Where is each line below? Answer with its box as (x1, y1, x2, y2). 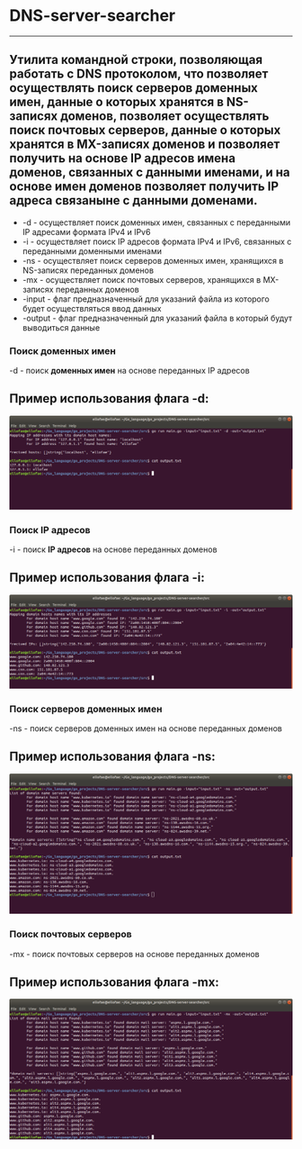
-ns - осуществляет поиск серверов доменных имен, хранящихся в (22, 255, 284, 266)
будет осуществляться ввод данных (22, 303, 162, 313)
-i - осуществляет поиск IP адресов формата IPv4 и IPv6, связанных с (22, 236, 292, 247)
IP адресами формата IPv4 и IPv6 (22, 226, 151, 237)
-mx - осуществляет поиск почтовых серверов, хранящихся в (22, 274, 262, 285)
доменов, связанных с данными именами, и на (9, 165, 290, 180)
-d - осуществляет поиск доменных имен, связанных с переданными (22, 217, 290, 228)
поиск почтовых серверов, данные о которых (9, 122, 281, 138)
